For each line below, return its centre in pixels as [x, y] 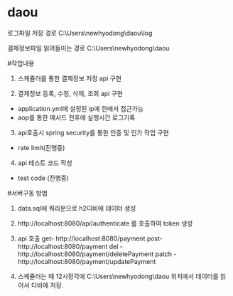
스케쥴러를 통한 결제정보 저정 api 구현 [70, 78]
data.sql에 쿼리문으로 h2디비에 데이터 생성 [77, 208]
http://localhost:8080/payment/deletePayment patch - [97, 254]
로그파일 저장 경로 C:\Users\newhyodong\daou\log [80, 33]
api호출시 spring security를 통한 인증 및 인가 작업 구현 [93, 132]
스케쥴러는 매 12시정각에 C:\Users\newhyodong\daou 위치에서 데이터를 [118, 276]
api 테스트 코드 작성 [45, 163]
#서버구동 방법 [28, 193]
